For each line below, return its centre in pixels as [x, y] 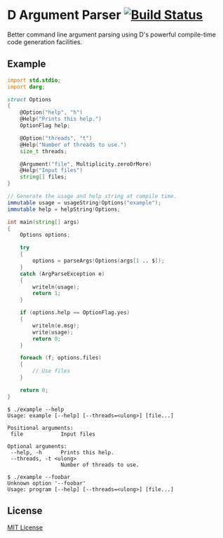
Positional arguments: [40, 428]
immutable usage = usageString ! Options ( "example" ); [84, 203]
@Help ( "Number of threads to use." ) [74, 145]
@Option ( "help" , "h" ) [51, 112]
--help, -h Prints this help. [62, 452]
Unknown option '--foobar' [47, 483]
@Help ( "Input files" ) [51, 171]
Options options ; [45, 235]
